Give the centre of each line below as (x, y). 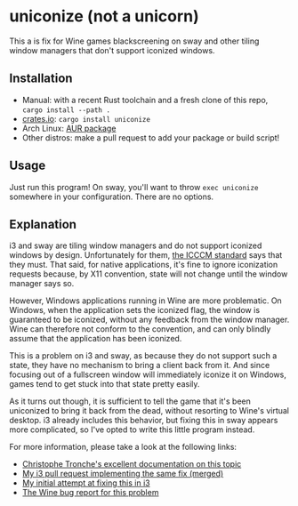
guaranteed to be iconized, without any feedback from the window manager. (149, 320)
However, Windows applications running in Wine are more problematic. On (145, 301)
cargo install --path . (66, 110)
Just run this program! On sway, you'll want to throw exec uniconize (134, 187)
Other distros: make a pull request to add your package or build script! (151, 137)
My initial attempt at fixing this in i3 (86, 483)
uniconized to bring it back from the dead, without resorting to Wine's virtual (149, 411)
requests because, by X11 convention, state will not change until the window (149, 274)
